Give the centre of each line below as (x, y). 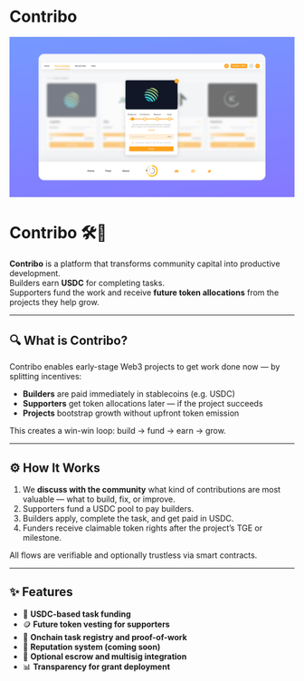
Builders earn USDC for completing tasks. (87, 283)
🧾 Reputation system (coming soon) (91, 647)
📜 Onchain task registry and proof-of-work (104, 637)
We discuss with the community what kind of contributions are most (152, 489)
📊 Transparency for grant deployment (96, 667)
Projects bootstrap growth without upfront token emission (131, 413)
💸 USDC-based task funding (76, 614)
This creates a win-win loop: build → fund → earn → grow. (118, 431)
